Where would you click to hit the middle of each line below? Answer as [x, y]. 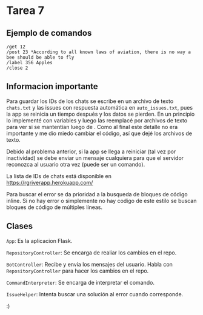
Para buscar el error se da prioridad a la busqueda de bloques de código [97, 194]
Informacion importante [52, 86]
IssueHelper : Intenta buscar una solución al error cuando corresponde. [95, 294]
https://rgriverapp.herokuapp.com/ [50, 182]
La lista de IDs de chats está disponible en [59, 176]
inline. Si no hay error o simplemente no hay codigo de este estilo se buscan [101, 201]
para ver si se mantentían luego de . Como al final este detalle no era [92, 127]
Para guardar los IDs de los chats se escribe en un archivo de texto [90, 101]
